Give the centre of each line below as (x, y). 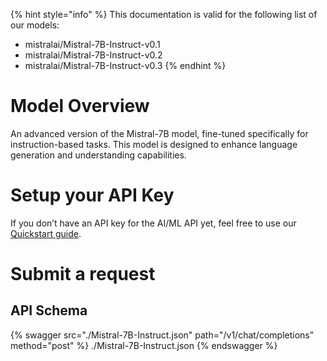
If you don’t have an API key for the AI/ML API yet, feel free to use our (153, 223)
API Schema (49, 310)
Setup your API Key (92, 195)
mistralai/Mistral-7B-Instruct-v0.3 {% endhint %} (125, 65)
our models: (35, 25)
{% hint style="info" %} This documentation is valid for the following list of (164, 14)
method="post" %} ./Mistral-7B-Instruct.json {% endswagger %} (144, 345)
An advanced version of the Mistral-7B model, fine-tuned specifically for (159, 133)
